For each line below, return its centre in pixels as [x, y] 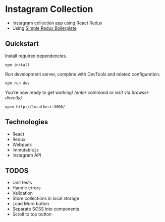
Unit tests [22, 183]
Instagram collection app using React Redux [57, 23]
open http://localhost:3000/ [35, 107]
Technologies [27, 122]
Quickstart [22, 44]
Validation [23, 193]
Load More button [31, 204]
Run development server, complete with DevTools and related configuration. [83, 74]
